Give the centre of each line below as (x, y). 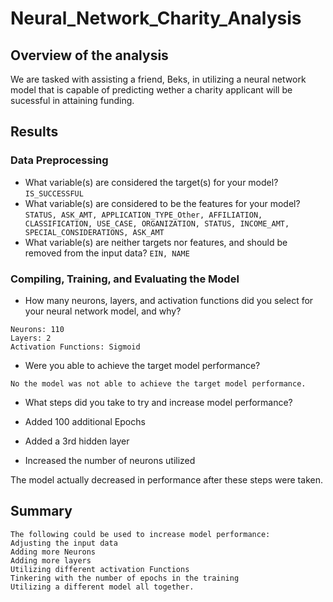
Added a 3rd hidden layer (77, 441)
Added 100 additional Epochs (85, 421)
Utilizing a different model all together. (102, 587)
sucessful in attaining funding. (72, 100)
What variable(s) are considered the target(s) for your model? (151, 182)
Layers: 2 (31, 338)
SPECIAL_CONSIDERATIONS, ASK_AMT (94, 232)
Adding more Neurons (53, 552)
